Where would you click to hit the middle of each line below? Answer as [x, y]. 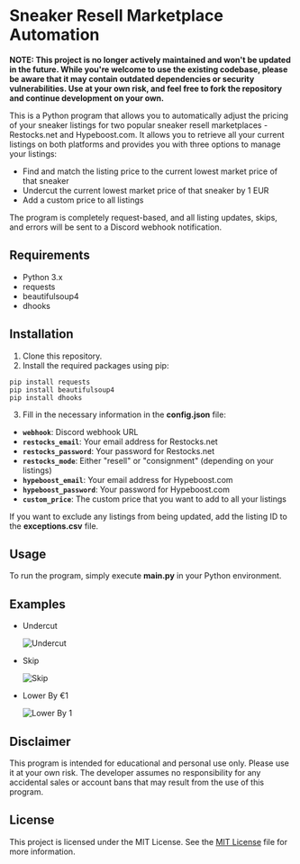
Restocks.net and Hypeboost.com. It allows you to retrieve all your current [147, 134]
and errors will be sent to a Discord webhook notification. [116, 227]
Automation [55, 35]
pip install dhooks [46, 397]
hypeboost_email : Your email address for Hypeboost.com [127, 479]
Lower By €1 [45, 696]
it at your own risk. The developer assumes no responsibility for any [135, 773]
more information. [42, 851]
